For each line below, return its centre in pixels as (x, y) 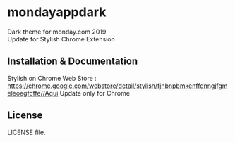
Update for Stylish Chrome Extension (61, 39)
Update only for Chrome (95, 93)
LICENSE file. (26, 132)
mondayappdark (57, 12)
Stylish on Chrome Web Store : (52, 78)
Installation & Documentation (73, 62)
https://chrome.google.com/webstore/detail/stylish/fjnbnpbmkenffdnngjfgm (117, 86)
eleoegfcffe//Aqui (33, 93)
